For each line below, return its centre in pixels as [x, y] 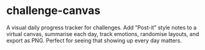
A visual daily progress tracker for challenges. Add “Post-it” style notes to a [102, 27]
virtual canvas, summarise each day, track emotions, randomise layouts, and [103, 34]
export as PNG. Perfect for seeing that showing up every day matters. [94, 40]
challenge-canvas [54, 11]
